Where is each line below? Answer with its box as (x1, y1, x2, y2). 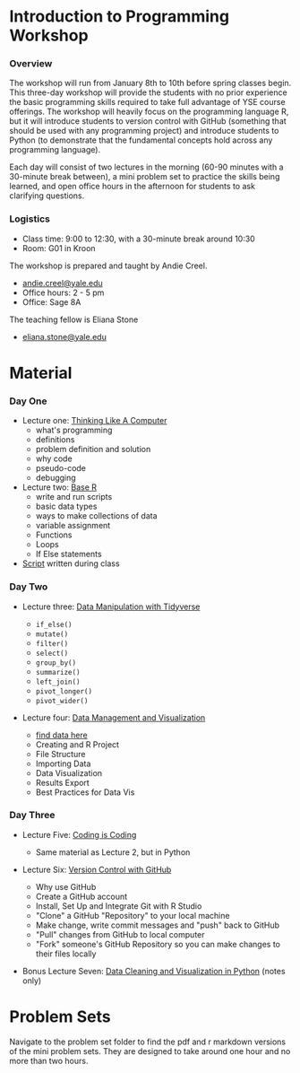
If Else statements (35, 549, 102, 560)
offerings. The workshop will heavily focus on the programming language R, (9, 106, 289, 118)
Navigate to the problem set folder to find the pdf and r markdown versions (9, 1036, 287, 1047)
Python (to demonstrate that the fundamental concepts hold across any (9, 135, 273, 145)
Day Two (9, 580, 48, 593)
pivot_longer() (35, 686, 92, 696)
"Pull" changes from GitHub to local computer (35, 929, 205, 939)
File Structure (35, 748, 86, 759)
